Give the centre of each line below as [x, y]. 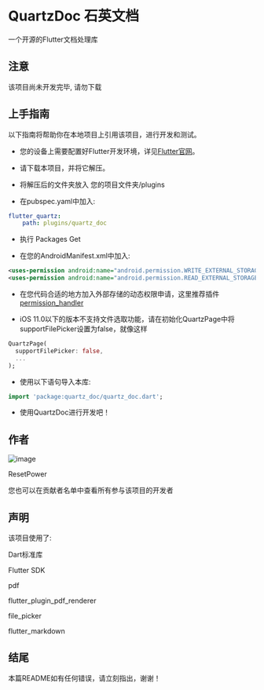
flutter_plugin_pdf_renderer [52, 601]
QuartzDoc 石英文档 [74, 16]
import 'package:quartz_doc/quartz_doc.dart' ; [86, 396]
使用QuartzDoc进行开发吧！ [64, 412]
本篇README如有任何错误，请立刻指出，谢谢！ [84, 678]
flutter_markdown [37, 631]
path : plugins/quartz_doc [65, 223]
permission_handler [51, 303]
